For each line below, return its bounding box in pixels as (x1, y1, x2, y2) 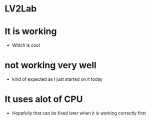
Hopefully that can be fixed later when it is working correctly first (11, 110, 146, 116)
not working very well (4, 60, 97, 71)
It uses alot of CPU (4, 94, 83, 105)
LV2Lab (4, 3, 37, 14)
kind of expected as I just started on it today (11, 76, 103, 82)
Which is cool (11, 42, 40, 48)
